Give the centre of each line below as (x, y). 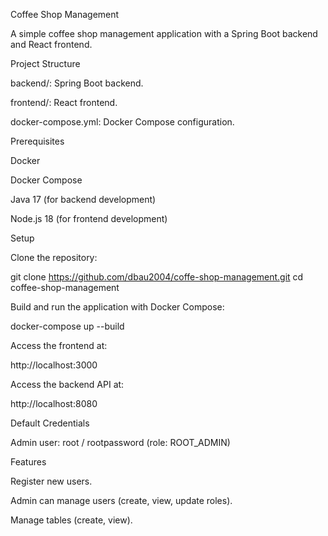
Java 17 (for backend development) (83, 199)
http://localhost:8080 (54, 403)
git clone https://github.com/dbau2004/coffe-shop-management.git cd (157, 277)
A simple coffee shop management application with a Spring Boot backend (164, 33)
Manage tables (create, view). (71, 520)
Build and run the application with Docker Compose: (117, 307)
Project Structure (45, 63)
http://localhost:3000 (54, 365)
